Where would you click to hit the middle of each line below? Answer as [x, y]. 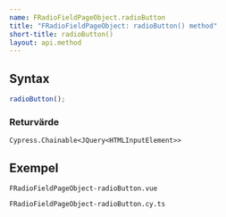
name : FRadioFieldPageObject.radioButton [88, 17]
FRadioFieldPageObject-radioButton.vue [84, 188]
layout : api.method [46, 42]
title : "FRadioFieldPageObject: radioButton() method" [113, 26]
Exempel [34, 167]
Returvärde [34, 121]
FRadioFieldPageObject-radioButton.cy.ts [88, 204]
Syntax [29, 78]
